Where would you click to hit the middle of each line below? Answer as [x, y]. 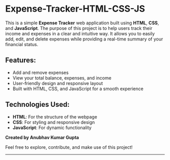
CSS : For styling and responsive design [54, 122]
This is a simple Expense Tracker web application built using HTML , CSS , [82, 23]
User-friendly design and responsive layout [58, 83]
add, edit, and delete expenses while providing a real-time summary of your [84, 39]
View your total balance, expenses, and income [62, 78]
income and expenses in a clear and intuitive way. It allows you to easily [80, 33]
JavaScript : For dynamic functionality [52, 128]
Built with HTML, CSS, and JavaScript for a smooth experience [78, 89]
